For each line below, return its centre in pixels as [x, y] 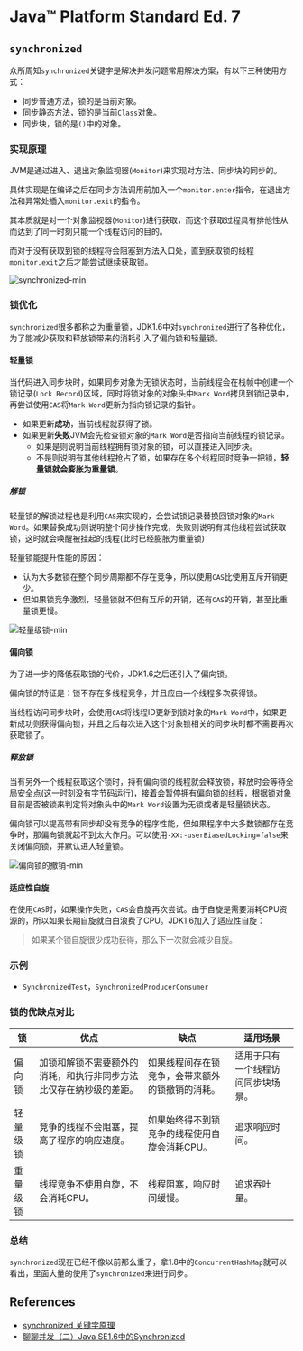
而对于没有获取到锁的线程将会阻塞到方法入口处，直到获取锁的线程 [132, 251]
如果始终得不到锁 [184, 1120]
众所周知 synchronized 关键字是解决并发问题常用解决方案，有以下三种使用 [144, 70]
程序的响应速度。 [93, 1140]
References [42, 1302]
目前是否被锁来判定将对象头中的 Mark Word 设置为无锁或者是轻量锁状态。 [142, 804]
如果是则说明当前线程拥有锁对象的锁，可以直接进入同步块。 [147, 446]
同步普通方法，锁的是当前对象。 [82, 101]
